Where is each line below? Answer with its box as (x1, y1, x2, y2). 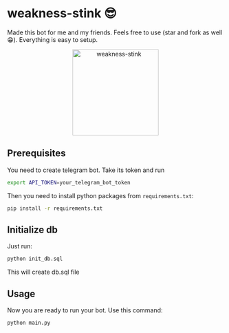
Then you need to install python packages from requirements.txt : (7, 191, 194, 200)
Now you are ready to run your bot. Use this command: (7, 306, 163, 314)
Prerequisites (7, 147, 66, 160)
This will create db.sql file (7, 268, 80, 277)
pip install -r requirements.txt (7, 205, 103, 212)
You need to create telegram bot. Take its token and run (7, 166, 165, 174)
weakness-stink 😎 (7, 6, 117, 21)
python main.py (7, 319, 51, 326)
